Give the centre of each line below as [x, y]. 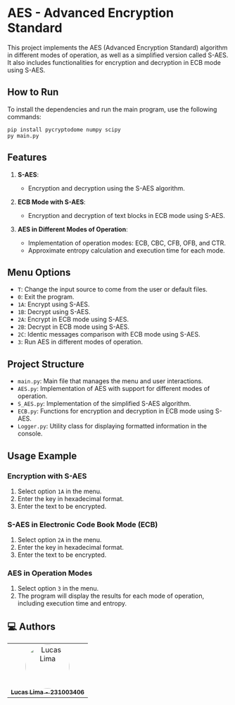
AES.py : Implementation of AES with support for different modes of [114, 389]
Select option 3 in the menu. [58, 589]
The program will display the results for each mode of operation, [111, 596]
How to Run [33, 92]
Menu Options [39, 272]
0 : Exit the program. [46, 297]
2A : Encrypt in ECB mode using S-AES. [73, 320]
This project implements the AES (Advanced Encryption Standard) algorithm [118, 47]
